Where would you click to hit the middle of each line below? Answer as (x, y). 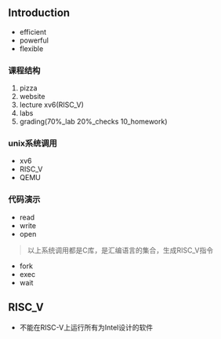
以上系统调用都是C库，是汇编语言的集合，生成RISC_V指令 (120, 250)
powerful (34, 40)
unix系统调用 (33, 143)
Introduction (39, 13)
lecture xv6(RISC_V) (52, 105)
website (32, 97)
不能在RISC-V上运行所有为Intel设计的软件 (86, 327)
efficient (33, 31)
